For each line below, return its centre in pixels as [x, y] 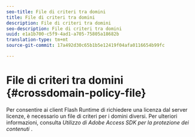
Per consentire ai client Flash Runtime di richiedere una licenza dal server [97, 109]
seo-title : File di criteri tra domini [56, 12]
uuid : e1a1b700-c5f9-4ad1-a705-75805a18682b [63, 34]
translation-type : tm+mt [37, 40]
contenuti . [19, 129]
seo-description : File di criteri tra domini [64, 29]
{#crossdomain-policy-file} [76, 93]
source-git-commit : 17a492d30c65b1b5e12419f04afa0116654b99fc [85, 46]
